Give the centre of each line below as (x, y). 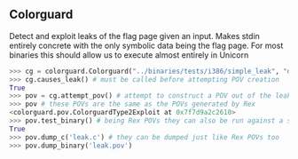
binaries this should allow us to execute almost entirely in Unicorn (129, 55)
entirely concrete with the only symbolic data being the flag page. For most (146, 45)
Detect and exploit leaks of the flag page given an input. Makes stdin (134, 36)
